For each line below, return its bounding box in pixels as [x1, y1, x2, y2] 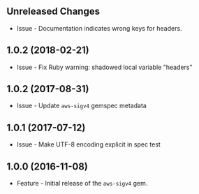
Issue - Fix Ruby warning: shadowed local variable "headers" [16, 63, 193, 71]
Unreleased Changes [6, 6, 101, 17]
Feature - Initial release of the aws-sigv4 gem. [16, 179, 148, 188]
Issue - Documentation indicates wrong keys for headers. [16, 24, 182, 32]
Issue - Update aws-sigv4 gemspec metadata [16, 101, 147, 110]
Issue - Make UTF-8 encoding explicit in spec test [16, 140, 161, 149]
